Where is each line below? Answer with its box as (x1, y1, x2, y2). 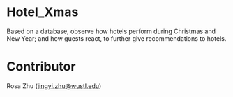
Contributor (6, 59, 76, 75)
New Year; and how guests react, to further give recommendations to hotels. (6, 34, 227, 42)
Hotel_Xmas (6, 4, 79, 20)
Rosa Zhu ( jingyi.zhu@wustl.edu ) (6, 81, 102, 90)
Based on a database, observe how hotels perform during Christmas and (6, 27, 216, 35)
